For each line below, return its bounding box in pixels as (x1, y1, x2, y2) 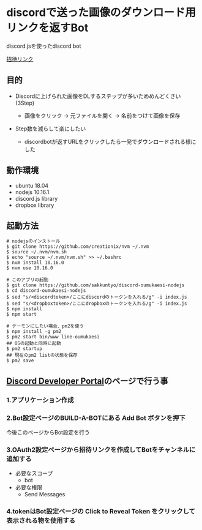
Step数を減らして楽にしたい (15, 125, 86, 132)
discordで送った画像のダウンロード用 (6, 6, 196, 20)
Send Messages (24, 491, 65, 498)
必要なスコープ (15, 469, 53, 477)
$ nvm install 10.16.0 (6, 259, 64, 266)
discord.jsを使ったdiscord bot (6, 42, 81, 50)
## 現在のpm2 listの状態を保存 (6, 353, 78, 359)
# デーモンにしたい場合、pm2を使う (6, 323, 84, 329)
